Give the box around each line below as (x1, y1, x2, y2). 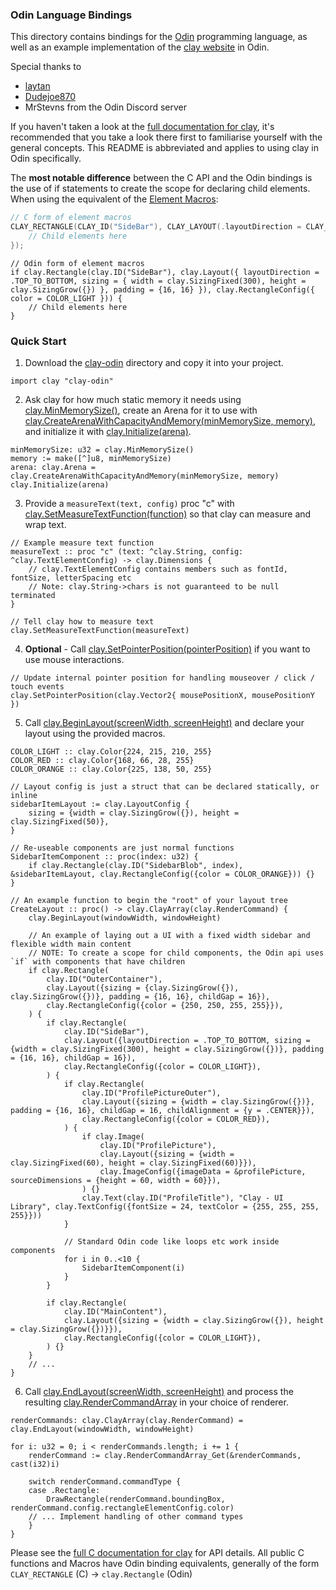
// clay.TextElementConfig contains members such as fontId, (28, 564, 288, 575)
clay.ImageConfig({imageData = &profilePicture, (99, 1167, 307, 1177)
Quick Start (10, 334, 67, 348)
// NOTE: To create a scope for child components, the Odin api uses (28, 948, 325, 958)
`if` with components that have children (10, 957, 186, 967)
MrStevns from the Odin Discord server (24, 101, 188, 113)
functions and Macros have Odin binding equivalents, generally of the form (10, 1558, 320, 1570)
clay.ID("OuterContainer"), (46, 974, 163, 985)
